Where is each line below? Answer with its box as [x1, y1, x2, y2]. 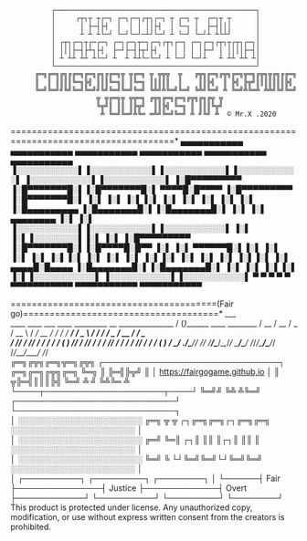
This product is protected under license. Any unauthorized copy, [10, 502, 253, 513]
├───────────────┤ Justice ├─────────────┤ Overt [10, 483, 248, 494]
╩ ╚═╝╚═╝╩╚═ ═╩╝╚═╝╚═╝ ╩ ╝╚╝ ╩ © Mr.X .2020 [100, 109, 277, 119]
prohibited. [10, 522, 51, 532]
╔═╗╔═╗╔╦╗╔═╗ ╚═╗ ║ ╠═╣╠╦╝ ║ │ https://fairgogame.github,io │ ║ [10, 367, 281, 377]
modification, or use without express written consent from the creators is [10, 512, 285, 522]
